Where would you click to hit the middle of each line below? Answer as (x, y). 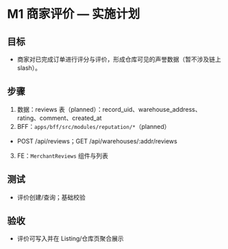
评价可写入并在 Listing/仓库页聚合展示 (71, 239)
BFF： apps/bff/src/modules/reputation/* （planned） (93, 126)
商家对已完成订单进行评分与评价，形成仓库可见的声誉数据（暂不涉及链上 (119, 59)
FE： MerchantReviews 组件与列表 (62, 156)
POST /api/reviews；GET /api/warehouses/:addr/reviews (97, 141)
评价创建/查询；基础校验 (51, 197)
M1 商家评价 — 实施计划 (74, 14)
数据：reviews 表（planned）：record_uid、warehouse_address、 (109, 109)
